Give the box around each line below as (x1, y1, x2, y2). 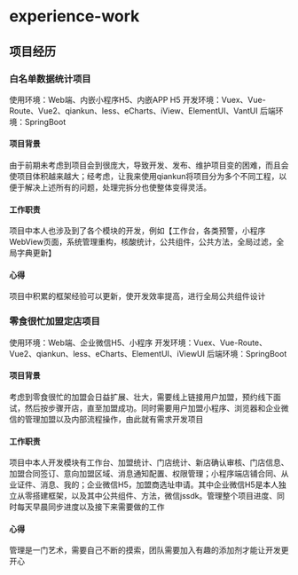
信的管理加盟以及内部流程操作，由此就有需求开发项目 (9, 414, 204, 424)
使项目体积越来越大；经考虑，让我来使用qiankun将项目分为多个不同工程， (9, 171, 279, 182)
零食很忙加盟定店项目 (9, 315, 100, 327)
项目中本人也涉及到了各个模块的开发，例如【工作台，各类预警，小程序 (9, 225, 266, 236)
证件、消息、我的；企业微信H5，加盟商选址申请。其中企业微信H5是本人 (16, 479, 279, 490)
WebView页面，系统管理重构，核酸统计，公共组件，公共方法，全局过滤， (9, 237, 277, 248)
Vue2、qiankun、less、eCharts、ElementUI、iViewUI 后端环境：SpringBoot (9, 348, 287, 358)
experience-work (9, 6, 140, 27)
